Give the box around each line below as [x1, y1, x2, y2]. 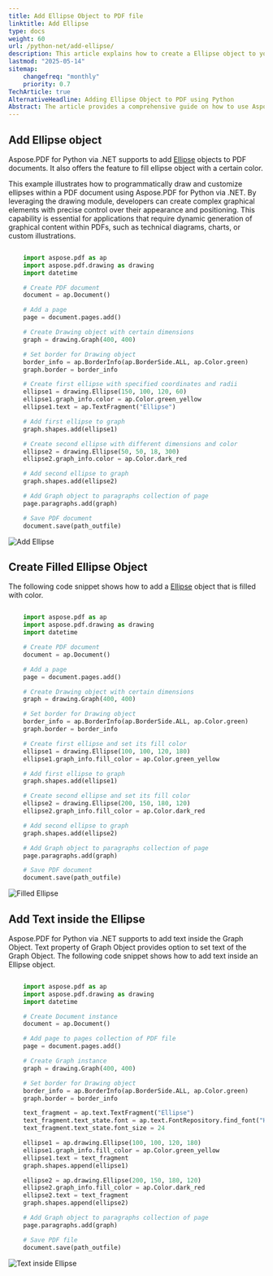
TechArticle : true [8, 87, 71, 96]
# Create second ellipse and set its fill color [23, 791, 191, 800]
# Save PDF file [23, 1235, 79, 1244]
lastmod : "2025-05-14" [8, 58, 85, 66]
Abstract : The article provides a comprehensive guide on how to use [8, 103, 249, 111]
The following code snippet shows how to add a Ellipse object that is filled [8, 581, 256, 591]
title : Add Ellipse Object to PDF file [8, 11, 144, 20]
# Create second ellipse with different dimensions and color [23, 440, 238, 448]
